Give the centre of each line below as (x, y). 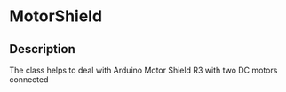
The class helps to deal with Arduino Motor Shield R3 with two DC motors (143, 70)
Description (42, 49)
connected (29, 80)
